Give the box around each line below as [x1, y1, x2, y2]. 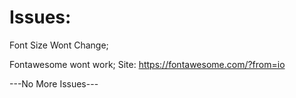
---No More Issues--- [9, 77, 99, 90]
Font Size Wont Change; [9, 39, 109, 51]
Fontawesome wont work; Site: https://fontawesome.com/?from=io [9, 58, 286, 70]
